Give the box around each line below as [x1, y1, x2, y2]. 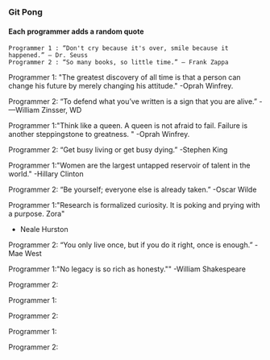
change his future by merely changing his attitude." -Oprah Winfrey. [8, 81, 234, 91]
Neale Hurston [19, 225, 69, 234]
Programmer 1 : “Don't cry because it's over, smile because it [8, 44, 229, 52]
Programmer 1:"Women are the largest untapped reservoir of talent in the [8, 160, 251, 171]
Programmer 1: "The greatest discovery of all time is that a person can [8, 72, 241, 82]
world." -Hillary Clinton [8, 169, 84, 179]
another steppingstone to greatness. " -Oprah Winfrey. [8, 130, 190, 139]
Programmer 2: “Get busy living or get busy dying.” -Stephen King [8, 145, 228, 155]
